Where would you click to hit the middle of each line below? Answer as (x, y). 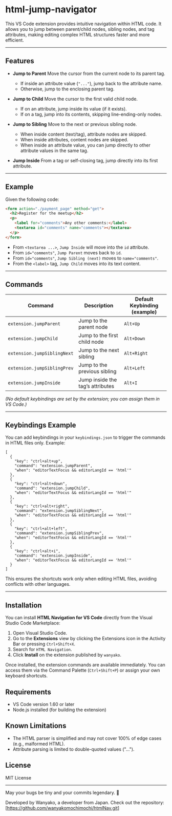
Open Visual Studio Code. (40, 633)
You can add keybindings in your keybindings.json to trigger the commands (85, 437)
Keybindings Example (41, 425)
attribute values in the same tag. (54, 151)
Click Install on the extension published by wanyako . (67, 655)
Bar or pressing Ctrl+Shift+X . (44, 644)
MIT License (18, 777)
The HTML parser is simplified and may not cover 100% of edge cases (87, 738)
